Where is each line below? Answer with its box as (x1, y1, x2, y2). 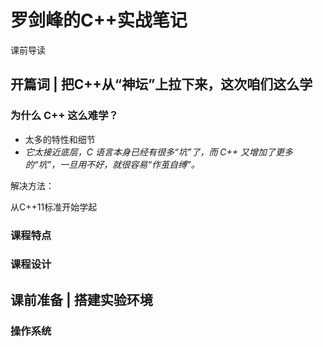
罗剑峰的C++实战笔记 (10, 9, 188, 32)
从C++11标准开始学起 (10, 201, 98, 213)
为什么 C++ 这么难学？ (10, 109, 119, 123)
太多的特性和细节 (24, 133, 96, 145)
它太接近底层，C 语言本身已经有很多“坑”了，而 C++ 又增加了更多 (24, 146, 294, 158)
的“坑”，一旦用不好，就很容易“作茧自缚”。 (24, 158, 200, 170)
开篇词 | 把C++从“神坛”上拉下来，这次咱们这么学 (10, 76, 313, 93)
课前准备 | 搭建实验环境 (10, 291, 153, 308)
